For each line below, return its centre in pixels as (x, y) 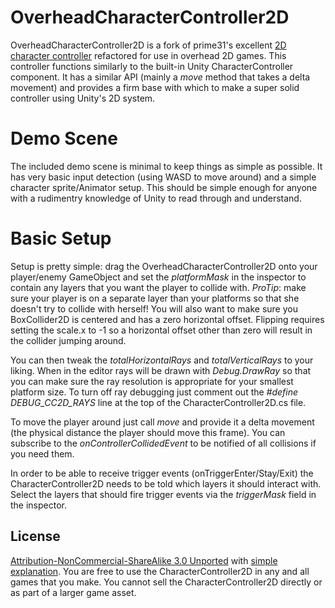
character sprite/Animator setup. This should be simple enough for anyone (164, 187)
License (35, 536)
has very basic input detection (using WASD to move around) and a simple (163, 177)
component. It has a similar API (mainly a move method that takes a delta (160, 77)
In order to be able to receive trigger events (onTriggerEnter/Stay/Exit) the (162, 473)
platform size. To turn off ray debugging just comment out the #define (154, 392)
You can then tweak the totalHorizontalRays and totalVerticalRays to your (162, 360)
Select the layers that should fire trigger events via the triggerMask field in (163, 494)
